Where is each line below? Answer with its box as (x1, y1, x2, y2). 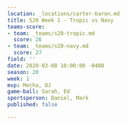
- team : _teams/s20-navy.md (7, 43, 89, 50)
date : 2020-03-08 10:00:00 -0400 (7, 62, 105, 69)
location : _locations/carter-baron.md (7, 10, 120, 17)
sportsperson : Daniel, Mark (7, 95, 89, 102)
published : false (7, 101, 58, 108)
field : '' (7, 56, 36, 63)
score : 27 (13, 50, 42, 57)
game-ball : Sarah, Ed (7, 88, 70, 95)
